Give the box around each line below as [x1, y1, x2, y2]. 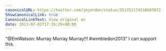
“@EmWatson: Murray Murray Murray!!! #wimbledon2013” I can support [5, 36, 157, 42]
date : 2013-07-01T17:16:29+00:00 [5, 21, 77, 27]
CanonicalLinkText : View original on [5, 17, 86, 22]
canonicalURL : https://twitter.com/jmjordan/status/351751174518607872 [5, 7, 161, 13]
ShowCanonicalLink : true [5, 12, 58, 17]
